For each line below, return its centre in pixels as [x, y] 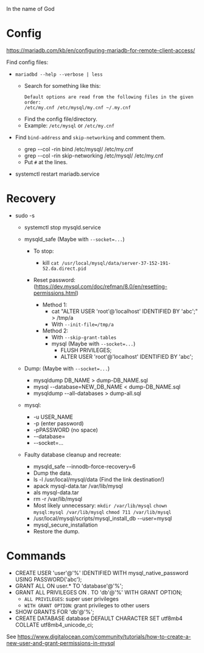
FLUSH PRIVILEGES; [86, 350]
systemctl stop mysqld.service [63, 227]
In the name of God [30, 9]
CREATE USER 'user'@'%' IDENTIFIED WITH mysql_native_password [102, 572]
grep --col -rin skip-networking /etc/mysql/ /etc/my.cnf [94, 156]
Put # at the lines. [46, 162]
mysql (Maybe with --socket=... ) [93, 344]
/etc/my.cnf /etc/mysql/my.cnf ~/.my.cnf [77, 107]
